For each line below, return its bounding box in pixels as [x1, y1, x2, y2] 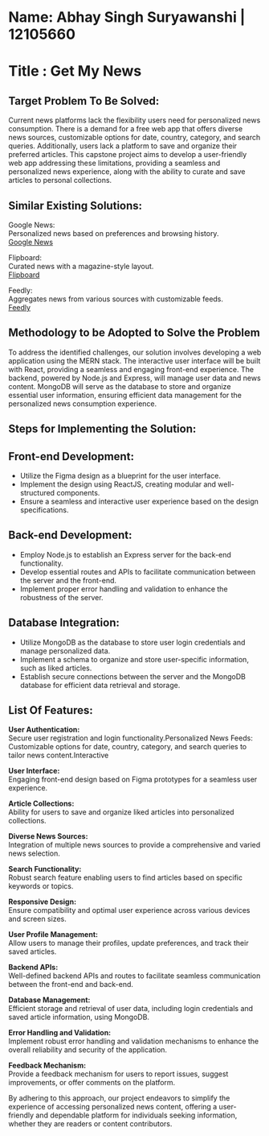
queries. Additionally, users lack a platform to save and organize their [8, 141, 238, 151]
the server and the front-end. [19, 575, 117, 585]
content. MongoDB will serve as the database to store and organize [8, 381, 231, 391]
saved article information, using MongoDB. [8, 1012, 150, 1022]
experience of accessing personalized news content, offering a [8, 1102, 218, 1112]
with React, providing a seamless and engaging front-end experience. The [8, 364, 255, 374]
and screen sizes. [8, 914, 67, 924]
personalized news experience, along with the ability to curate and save [8, 167, 246, 176]
